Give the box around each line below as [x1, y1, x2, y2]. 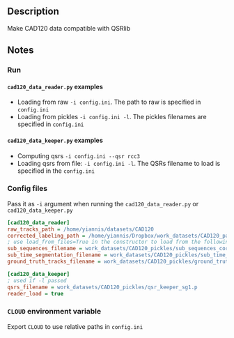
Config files [7, 184, 48, 194]
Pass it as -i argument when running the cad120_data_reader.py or [7, 199, 199, 208]
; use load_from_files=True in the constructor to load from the [7, 238, 201, 246]
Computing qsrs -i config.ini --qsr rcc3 [17, 151, 141, 160]
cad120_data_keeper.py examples [7, 136, 103, 144]
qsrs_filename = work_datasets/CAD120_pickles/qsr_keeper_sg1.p [7, 284, 198, 291]
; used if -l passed [7, 277, 68, 284]
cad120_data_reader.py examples [7, 82, 103, 91]
